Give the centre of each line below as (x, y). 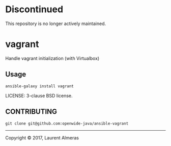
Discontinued (34, 9)
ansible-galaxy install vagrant (39, 86)
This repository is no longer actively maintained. (56, 23)
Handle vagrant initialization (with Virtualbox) (52, 58)
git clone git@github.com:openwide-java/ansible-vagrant (67, 124)
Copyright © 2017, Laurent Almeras (42, 138)
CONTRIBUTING (31, 112)
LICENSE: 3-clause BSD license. (39, 95)
